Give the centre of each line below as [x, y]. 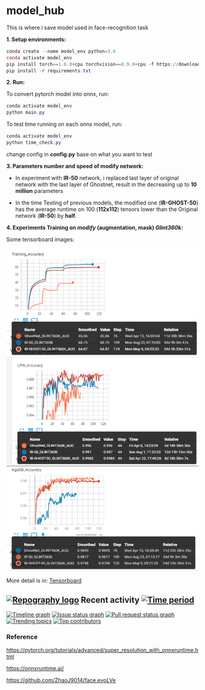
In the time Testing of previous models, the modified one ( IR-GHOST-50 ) [107, 203]
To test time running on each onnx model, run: [64, 124]
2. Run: [16, 82]
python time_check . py [34, 143]
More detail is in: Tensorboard [44, 581]
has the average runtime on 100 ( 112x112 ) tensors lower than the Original [106, 209]
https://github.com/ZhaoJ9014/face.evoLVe [61, 680]
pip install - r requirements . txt [49, 71]
